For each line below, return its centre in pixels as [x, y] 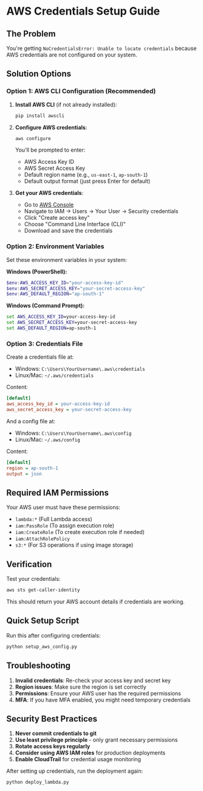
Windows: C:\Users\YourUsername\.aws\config [73, 433]
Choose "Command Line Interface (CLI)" [75, 224]
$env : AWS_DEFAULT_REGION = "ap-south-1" [55, 294]
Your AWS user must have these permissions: [63, 507]
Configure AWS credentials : [51, 127]
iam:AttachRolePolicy [42, 539]
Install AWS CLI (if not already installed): [66, 104]
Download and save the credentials [68, 231]
